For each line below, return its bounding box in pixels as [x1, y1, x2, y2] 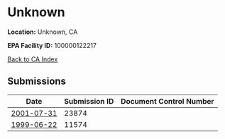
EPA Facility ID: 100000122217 [7, 41, 97, 49]
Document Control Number [120, 96, 214, 106]
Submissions [7, 75, 66, 87]
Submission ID [63, 96, 114, 106]
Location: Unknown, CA [7, 28, 78, 36]
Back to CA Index [7, 54, 58, 64]
